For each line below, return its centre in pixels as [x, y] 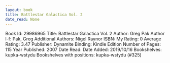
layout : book [19, 10]
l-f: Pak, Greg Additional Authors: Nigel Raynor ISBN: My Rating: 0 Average [83, 39]
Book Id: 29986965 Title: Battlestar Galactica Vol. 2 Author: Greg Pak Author [85, 34]
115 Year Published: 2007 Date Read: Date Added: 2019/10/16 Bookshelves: [83, 50]
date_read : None [22, 19]
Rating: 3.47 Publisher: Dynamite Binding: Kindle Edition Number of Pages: [83, 44]
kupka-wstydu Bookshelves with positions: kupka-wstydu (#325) [74, 55]
